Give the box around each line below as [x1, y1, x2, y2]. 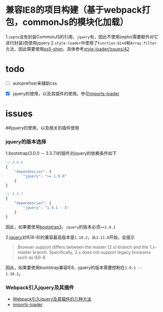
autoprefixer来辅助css [12, 80, 57, 86]
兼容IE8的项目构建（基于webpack [5, 4, 142, 16]
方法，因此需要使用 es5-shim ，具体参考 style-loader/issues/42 [5, 46, 129, 52]
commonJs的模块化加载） [22, 17, 128, 28]
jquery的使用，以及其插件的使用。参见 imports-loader [12, 90, 120, 96]
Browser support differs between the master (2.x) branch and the [17, 244, 149, 250]
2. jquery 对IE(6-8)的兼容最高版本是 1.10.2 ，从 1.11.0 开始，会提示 [5, 234, 135, 240]
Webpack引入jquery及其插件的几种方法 [12, 296, 91, 302]
